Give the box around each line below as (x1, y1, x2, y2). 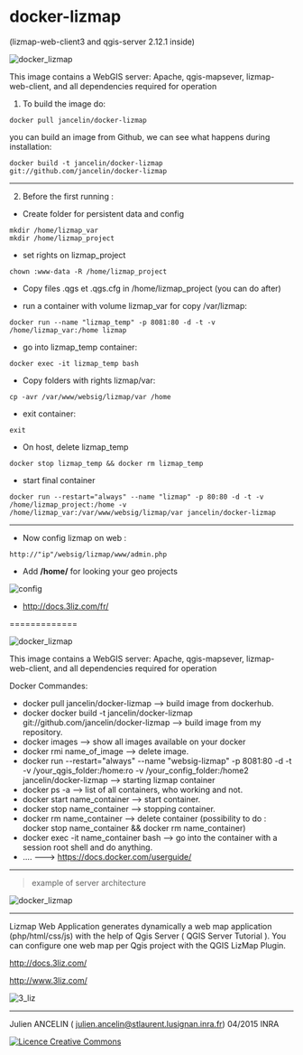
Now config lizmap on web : (22, 532, 127, 543)
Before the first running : (22, 191, 115, 201)
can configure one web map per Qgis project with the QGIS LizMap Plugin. (9, 939, 287, 950)
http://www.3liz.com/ (9, 975, 88, 985)
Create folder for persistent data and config (22, 208, 185, 219)
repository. (22, 726, 63, 737)
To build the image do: (22, 98, 106, 109)
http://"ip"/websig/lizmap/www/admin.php (9, 549, 168, 559)
